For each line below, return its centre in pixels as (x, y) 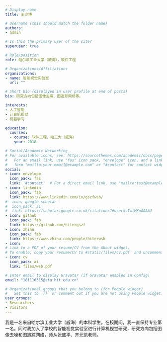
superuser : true (22, 46)
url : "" (18, 83)
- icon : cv (16, 257)
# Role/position (22, 55)
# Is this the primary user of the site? (49, 42)
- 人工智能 (15, 110)
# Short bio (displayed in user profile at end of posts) (66, 92)
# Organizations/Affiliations (37, 69)
